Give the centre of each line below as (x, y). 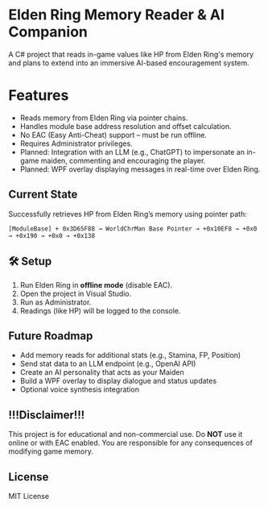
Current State (43, 195)
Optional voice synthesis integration (79, 389)
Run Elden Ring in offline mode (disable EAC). (96, 285)
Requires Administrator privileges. (76, 143)
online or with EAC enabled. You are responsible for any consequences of (131, 443)
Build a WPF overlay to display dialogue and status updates (118, 381)
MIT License (29, 496)
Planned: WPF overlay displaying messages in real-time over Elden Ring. (140, 169)
